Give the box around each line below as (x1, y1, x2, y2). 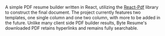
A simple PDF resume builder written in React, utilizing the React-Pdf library (5, 4, 159, 10)
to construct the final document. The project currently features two (5, 9, 141, 15)
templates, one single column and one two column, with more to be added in (5, 15, 161, 20)
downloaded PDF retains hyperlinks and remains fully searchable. (5, 25, 138, 31)
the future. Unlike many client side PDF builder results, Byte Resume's (5, 20, 147, 26)
